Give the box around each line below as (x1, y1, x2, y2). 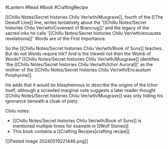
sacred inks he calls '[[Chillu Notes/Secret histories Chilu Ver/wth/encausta (5, 30, 161, 36)
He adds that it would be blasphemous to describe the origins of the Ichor (5, 82, 158, 88)
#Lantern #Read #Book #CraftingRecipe (5, 5, 88, 10)
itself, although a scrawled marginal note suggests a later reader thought (5, 87, 156, 93)
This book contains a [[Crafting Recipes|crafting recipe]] (12, 128, 130, 134)
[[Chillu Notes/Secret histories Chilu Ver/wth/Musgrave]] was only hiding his (5, 93, 163, 98)
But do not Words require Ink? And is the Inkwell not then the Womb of (5, 51, 151, 57)
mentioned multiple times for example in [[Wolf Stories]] (12, 123, 129, 129)
